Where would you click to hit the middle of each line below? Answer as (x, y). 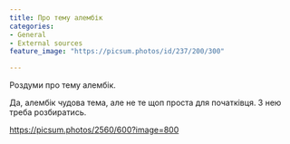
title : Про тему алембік (56, 18)
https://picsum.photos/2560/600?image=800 (94, 130)
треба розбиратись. (48, 112)
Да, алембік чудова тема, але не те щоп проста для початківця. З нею (145, 103)
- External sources (46, 43)
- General (28, 34)
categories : (32, 26)
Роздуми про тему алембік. (63, 85)
